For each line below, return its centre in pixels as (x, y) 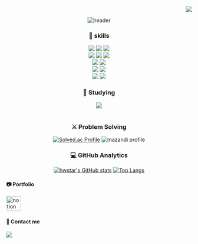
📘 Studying (99, 93)
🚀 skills (99, 35)
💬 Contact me (23, 222)
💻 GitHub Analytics (99, 155)
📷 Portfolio (20, 184)
